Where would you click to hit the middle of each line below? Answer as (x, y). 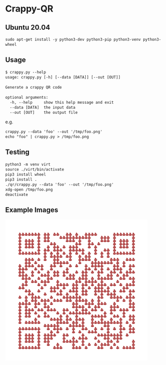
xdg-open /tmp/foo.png (29, 189)
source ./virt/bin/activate (35, 169)
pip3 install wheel (26, 174)
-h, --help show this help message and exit (62, 102)
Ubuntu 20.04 (28, 27)
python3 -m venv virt (28, 164)
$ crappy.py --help (26, 72)
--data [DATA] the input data (43, 107)
